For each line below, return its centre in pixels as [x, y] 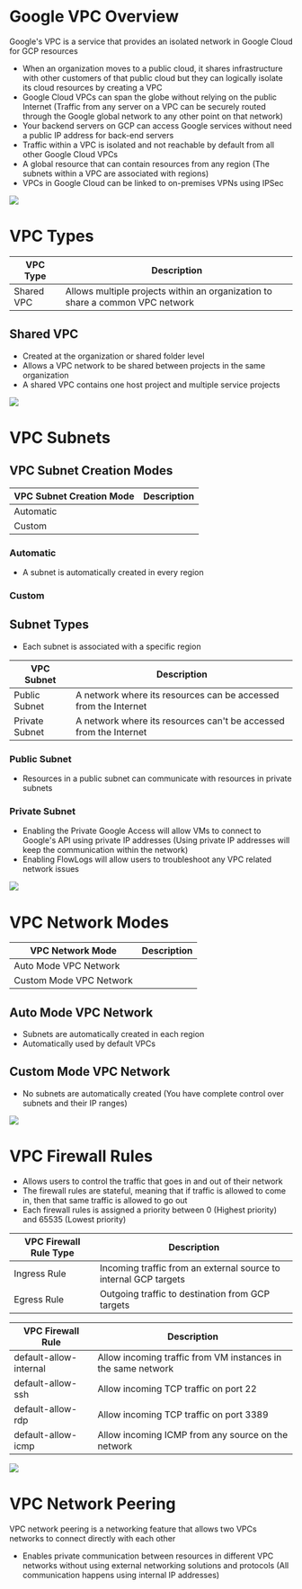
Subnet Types [49, 625]
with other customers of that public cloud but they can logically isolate [152, 77]
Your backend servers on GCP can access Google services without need [157, 125]
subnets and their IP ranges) [75, 1103]
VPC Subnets [60, 437]
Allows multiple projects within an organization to [169, 291]
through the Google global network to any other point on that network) [152, 116]
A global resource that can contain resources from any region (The [146, 164]
